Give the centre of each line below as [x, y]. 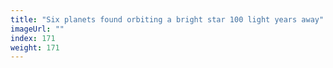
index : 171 [33, 38]
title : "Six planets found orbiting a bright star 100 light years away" [167, 19]
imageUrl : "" [37, 29]
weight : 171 [35, 47]
